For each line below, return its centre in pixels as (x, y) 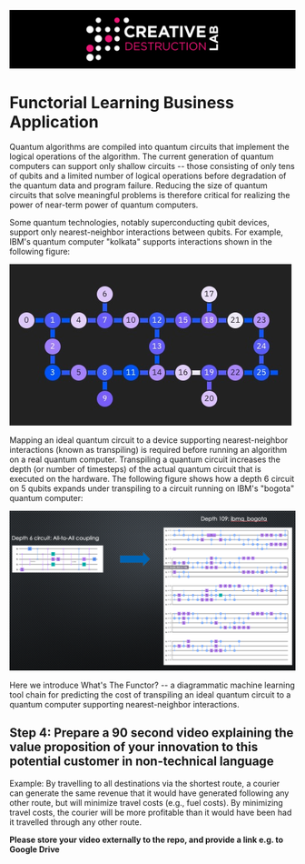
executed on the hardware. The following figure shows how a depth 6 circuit (152, 479)
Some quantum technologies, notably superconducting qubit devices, (139, 223)
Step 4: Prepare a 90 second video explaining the (152, 733)
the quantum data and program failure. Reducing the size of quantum (138, 186)
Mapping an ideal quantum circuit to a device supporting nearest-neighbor (149, 440)
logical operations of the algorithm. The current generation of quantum (142, 156)
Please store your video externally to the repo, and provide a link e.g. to (147, 839)
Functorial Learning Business (122, 102)
